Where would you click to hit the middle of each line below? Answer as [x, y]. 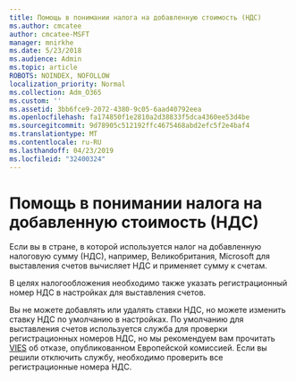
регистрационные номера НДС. [71, 367]
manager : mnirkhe [42, 42]
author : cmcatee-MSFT [50, 34]
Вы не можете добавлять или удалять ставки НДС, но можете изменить [148, 310]
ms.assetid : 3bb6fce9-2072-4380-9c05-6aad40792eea [106, 109]
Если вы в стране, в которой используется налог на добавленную [135, 247]
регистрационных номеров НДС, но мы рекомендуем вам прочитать [142, 339]
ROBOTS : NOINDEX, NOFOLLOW [59, 76]
